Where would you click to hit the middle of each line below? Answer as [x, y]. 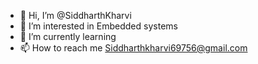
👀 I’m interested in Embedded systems [98, 26]
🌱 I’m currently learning [68, 36]
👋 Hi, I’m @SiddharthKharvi [75, 15]
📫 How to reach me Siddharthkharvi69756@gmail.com [133, 48]
